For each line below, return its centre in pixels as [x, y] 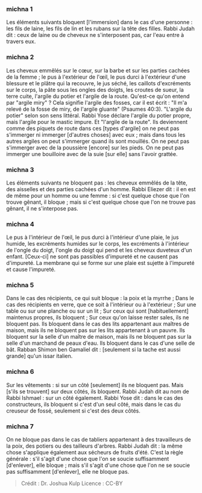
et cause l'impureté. [31, 269]
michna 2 [20, 57]
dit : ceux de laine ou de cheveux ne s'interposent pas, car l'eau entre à [95, 35]
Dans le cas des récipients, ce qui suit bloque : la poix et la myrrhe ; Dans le [100, 298]
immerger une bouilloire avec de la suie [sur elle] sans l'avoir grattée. [92, 154]
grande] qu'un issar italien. [39, 356]
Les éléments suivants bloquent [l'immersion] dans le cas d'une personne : [99, 22]
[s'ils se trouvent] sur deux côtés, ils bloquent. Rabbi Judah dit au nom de [98, 391]
